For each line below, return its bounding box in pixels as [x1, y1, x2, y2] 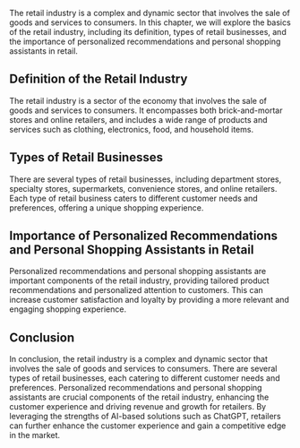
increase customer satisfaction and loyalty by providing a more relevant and [9, 295, 289, 306]
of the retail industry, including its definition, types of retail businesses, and [9, 27, 287, 37]
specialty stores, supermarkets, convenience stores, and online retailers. [9, 183, 278, 194]
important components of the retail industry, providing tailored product [9, 275, 270, 286]
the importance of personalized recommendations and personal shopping [9, 36, 281, 47]
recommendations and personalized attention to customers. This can [9, 285, 264, 296]
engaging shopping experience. [9, 304, 127, 314]
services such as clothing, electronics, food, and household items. [9, 124, 253, 134]
